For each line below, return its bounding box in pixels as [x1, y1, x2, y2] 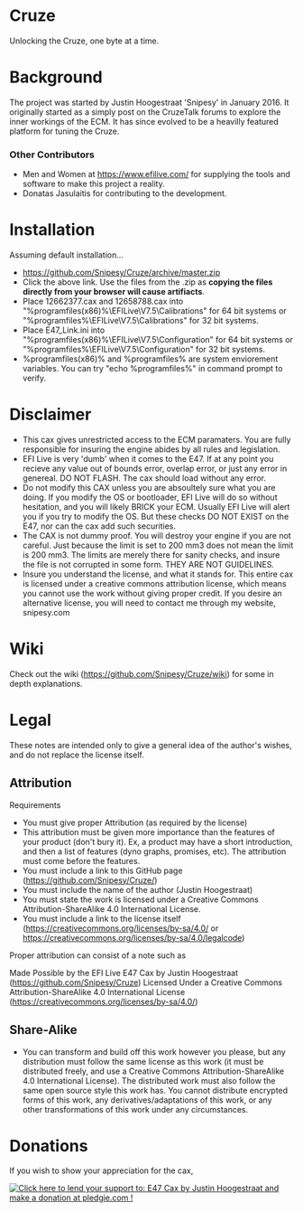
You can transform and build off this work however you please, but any [22, 1046, 286, 1057]
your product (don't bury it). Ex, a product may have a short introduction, [22, 836, 293, 847]
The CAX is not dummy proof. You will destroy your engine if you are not [22, 531, 291, 541]
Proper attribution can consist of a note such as [9, 950, 187, 961]
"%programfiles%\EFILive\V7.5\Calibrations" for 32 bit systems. [22, 315, 260, 326]
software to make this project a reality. [22, 178, 165, 190]
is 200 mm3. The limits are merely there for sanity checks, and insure [22, 550, 280, 560]
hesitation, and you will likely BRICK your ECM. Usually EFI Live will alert [22, 502, 290, 512]
